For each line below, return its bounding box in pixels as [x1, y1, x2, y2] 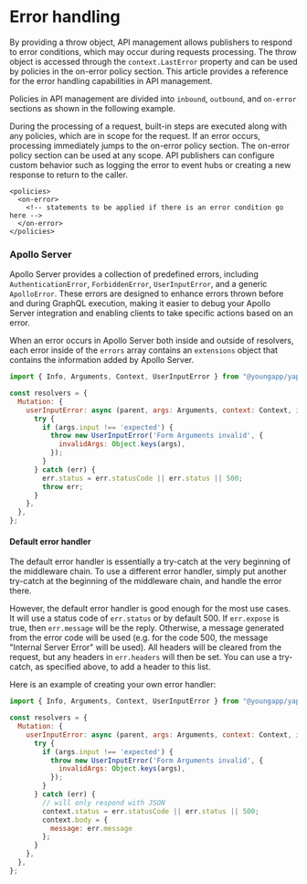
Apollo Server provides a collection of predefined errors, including [9, 269, 259, 280]
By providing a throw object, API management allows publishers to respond [9, 37, 292, 48]
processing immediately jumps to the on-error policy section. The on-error [9, 140, 291, 151]
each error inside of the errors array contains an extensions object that [9, 345, 279, 356]
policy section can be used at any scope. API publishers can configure [9, 149, 275, 161]
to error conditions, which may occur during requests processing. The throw [9, 46, 297, 57]
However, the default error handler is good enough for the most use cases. [9, 603, 291, 614]
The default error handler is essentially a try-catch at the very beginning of [9, 556, 291, 568]
